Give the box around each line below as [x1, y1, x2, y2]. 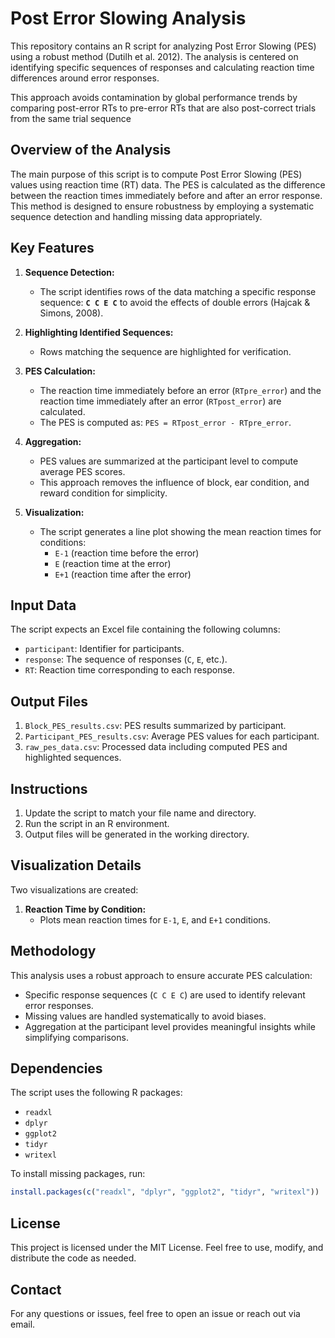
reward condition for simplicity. [39, 487, 168, 499]
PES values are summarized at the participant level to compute [39, 455, 299, 467]
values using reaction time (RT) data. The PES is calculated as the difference [10, 178, 326, 191]
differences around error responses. [10, 72, 160, 84]
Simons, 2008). [39, 307, 104, 319]
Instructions [10, 780, 88, 797]
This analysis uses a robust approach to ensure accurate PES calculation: [10, 969, 313, 981]
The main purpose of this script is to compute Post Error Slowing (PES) [10, 168, 303, 180]
